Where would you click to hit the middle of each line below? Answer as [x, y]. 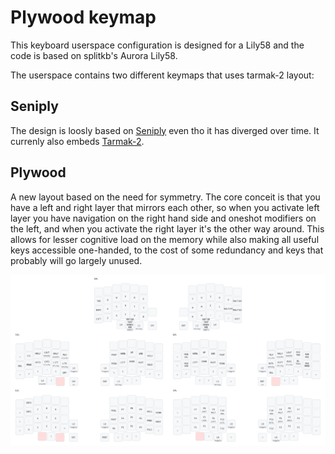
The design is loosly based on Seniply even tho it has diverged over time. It [165, 130]
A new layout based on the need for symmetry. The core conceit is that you [165, 197]
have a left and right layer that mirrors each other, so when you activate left [165, 207]
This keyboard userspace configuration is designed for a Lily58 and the [157, 45]
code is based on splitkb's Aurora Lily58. [94, 55]
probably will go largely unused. [76, 260]
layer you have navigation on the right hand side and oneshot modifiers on [163, 218]
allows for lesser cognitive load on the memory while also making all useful [165, 239]
